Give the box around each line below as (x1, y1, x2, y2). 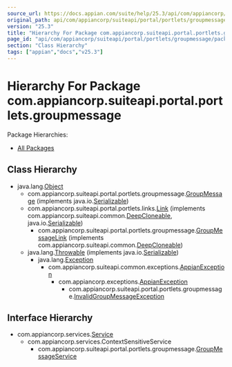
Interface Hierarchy (7, 312, 93, 324)
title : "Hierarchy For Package (7, 29, 97, 37)
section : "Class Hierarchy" (7, 42, 88, 49)
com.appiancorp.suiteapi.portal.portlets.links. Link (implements (27, 204, 206, 212)
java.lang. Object (17, 182, 64, 190)
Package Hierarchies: (7, 130, 68, 139)
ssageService (37, 353, 77, 361)
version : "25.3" (7, 23, 54, 30)
